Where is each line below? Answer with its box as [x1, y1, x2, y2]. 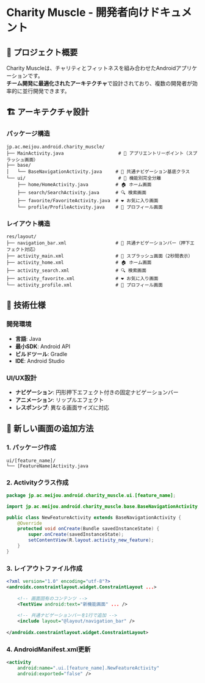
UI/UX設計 [6, 373, 37, 382]
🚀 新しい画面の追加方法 [6, 423, 94, 434]
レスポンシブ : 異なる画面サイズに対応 [15, 404, 110, 411]
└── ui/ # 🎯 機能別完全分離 [6, 175, 162, 181]
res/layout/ [6, 233, 37, 239]
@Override [17, 520, 43, 526]
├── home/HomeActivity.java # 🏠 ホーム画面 [17, 181, 152, 188]
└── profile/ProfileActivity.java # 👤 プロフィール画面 [17, 204, 163, 210]
